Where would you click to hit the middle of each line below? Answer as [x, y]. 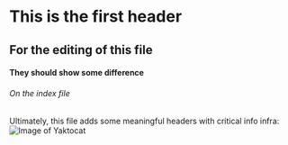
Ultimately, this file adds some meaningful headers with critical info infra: [144, 121]
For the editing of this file [81, 50]
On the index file [40, 93]
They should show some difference [76, 73]
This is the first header [96, 17]
